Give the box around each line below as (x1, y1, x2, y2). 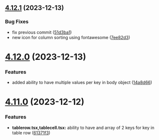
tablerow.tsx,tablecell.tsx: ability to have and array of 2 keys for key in (12, 125, 155, 130)
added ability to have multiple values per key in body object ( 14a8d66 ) (12, 80, 152, 85)
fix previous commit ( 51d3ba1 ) (12, 29, 72, 35)
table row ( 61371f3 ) (12, 130, 51, 136)
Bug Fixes (5, 18, 29, 25)
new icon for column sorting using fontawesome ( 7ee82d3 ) (12, 34, 130, 40)
